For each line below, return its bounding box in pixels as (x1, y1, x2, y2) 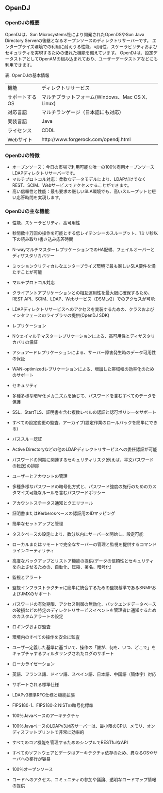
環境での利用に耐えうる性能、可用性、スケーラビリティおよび (34, 43, 158, 49)
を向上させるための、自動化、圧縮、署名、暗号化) (12, 564, 112, 570)
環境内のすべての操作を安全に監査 (12, 634, 80, 640)
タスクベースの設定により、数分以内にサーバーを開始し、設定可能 (12, 531, 144, 537)
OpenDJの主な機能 (5, 208, 50, 214)
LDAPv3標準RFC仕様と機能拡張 (12, 692, 75, 698)
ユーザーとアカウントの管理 (12, 473, 68, 479)
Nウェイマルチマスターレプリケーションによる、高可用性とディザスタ (12, 333, 151, 339)
